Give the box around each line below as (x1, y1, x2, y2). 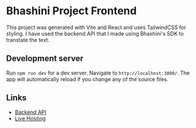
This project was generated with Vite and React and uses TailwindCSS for (6, 24, 186, 31)
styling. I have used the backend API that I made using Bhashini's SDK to (6, 30, 184, 37)
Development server (6, 53, 84, 63)
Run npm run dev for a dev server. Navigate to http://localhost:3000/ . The (6, 69, 190, 76)
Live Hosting (14, 114, 46, 122)
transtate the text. (6, 36, 50, 43)
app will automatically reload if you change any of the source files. (6, 75, 169, 82)
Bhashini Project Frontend (6, 4, 137, 18)
